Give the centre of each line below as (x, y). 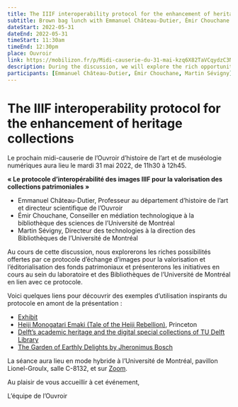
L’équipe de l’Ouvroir (38, 396)
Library (28, 340)
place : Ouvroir (30, 54)
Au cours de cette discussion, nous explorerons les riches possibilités (109, 252)
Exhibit (28, 317)
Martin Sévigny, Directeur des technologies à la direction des (107, 230)
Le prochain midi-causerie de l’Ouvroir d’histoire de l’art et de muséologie (114, 158)
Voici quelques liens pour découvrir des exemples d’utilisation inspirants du (117, 296)
